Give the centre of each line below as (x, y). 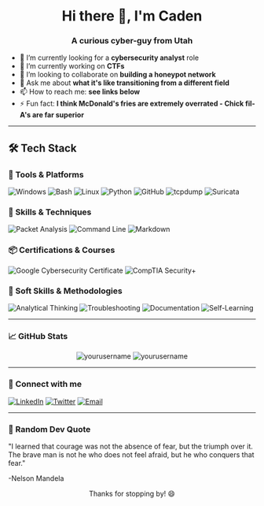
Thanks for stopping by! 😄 (132, 493)
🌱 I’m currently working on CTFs (72, 66)
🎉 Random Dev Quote (49, 429)
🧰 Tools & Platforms (46, 174)
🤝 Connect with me (45, 384)
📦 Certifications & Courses (62, 250)
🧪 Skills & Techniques (50, 212)
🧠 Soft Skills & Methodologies (66, 291)
